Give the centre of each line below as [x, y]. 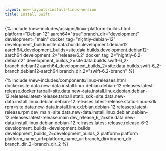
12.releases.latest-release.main [37, 117]
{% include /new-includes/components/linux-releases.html [65, 80]
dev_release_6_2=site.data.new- [103, 117]
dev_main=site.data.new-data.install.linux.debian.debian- [89, 112]
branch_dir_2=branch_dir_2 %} [37, 144]
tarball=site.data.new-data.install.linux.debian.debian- [92, 91]
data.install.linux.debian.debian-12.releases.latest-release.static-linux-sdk [81, 101]
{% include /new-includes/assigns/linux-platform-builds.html [68, 28]
